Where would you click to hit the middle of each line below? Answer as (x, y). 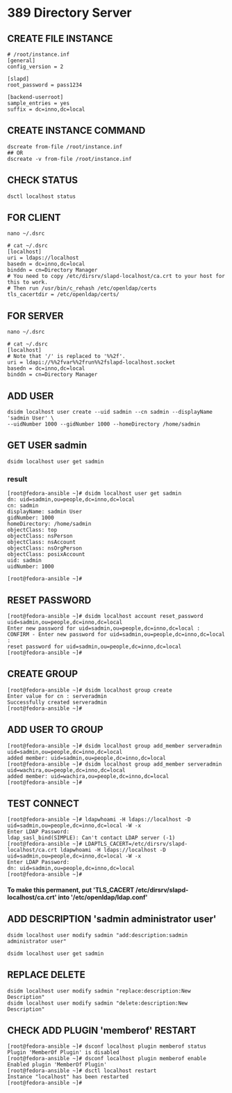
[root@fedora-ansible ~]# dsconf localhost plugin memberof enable (107, 1059)
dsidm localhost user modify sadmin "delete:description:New (98, 1003)
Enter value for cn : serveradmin (57, 696)
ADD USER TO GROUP (55, 730)
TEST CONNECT (43, 804)
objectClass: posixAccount (46, 555)
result (17, 479)
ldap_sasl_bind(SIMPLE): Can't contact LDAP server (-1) (91, 838)
